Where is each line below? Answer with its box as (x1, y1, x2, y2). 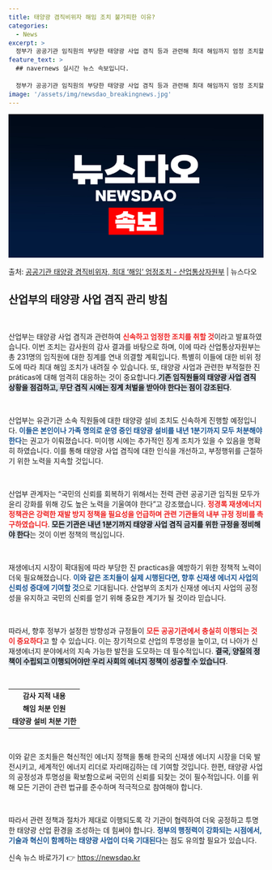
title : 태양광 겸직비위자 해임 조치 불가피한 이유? (8, 13, 155, 21)
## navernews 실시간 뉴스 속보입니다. (15, 65, 130, 73)
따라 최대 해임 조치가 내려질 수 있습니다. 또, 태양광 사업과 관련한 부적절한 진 (23, 362, 261, 372)
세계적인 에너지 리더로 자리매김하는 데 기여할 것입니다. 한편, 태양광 (38, 761, 249, 771)
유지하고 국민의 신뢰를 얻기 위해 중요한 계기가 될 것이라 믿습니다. (23, 592, 227, 602)
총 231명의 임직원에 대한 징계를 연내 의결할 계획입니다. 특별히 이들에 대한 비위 (8, 351, 253, 361)
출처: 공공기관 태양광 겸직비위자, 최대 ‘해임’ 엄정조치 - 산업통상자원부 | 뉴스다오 (8, 267, 257, 276)
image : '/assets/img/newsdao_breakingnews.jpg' (8, 90, 172, 98)
